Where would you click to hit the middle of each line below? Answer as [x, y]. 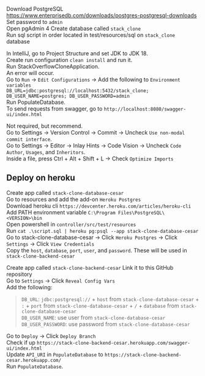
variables [19, 85]
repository [19, 274]
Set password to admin [35, 22]
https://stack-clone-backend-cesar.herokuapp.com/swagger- [114, 343]
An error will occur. [30, 73]
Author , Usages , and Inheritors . [46, 152]
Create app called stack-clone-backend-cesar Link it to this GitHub [90, 267]
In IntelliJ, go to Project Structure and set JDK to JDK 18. [77, 53]
